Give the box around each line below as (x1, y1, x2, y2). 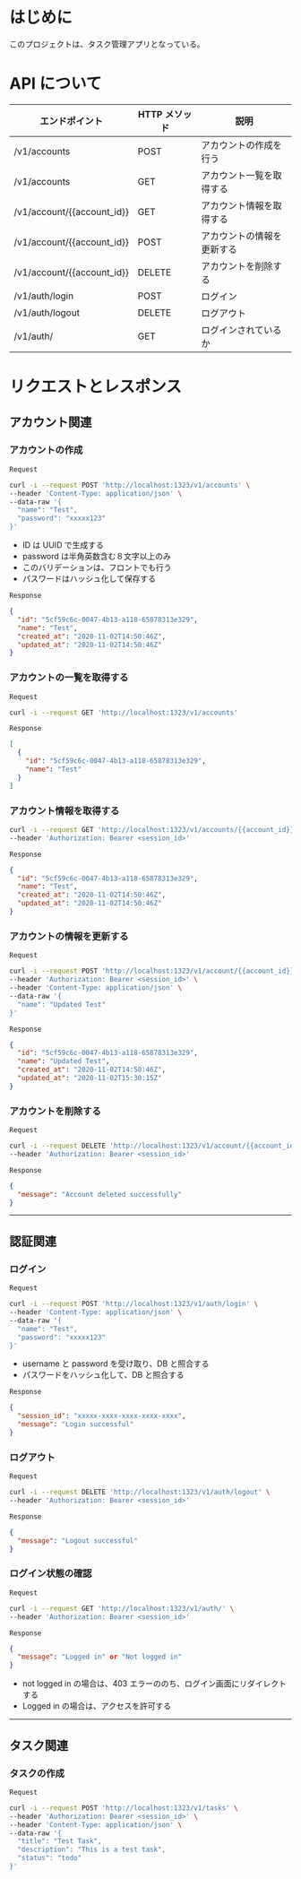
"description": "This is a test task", (17, 1845, 167, 1855)
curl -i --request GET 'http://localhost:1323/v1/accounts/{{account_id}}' (9, 825, 298, 834)
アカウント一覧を (201, 169, 273, 181)
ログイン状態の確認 (9, 1567, 92, 1580)
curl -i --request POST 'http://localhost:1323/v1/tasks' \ (9, 1803, 239, 1813)
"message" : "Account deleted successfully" (17, 1190, 182, 1199)
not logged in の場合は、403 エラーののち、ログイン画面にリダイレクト (21, 1678, 287, 1689)
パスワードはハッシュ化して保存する (21, 574, 157, 584)
